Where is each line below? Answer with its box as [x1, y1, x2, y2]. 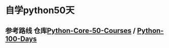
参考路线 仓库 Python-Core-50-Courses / [5, 26, 136, 35]
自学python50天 [5, 5, 75, 16]
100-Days [5, 34, 37, 43]
